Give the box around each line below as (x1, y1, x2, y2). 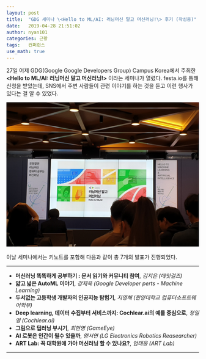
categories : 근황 (6, 35, 48, 42)
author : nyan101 (6, 29, 48, 35)
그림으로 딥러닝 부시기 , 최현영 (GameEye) (15, 324, 115, 332)
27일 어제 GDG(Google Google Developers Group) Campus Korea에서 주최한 (6, 67, 196, 74)
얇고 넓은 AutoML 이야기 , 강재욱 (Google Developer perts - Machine (15, 280, 183, 287)
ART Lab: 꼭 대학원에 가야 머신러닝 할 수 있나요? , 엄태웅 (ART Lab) (15, 339, 175, 347)
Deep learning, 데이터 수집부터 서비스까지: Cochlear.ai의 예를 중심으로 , (15, 309, 188, 316)
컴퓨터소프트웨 (161, 294, 196, 301)
